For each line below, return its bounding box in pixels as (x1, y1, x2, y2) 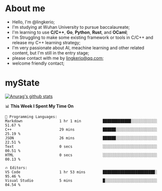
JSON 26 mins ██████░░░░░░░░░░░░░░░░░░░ (5, 136, 158, 140)
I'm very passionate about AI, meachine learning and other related (12, 45, 145, 51)
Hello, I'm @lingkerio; (12, 19, 55, 25)
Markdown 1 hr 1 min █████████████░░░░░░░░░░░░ (5, 119, 158, 123)
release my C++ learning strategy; (12, 39, 81, 45)
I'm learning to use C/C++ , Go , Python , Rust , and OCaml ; (12, 29, 128, 35)
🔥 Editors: (5, 165, 28, 170)
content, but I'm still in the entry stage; (12, 50, 90, 56)
